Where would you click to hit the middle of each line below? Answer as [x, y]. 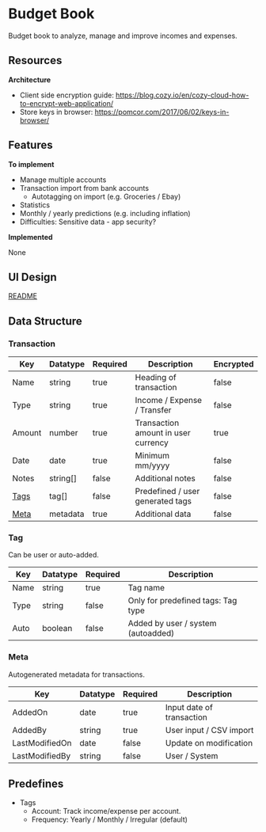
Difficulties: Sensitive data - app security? [88, 222]
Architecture [30, 79]
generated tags [163, 501]
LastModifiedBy [42, 755]
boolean [57, 629]
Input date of [189, 707]
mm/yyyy [152, 465]
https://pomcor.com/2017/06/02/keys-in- [162, 112]
